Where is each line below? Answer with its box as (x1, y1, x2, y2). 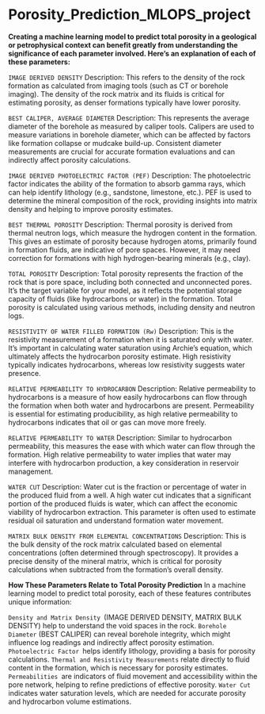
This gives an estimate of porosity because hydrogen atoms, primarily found (8, 236, 257, 246)
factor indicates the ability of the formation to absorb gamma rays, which (8, 178, 246, 188)
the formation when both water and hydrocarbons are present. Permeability (8, 401, 255, 410)
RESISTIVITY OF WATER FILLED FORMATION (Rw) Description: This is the (8, 326, 235, 336)
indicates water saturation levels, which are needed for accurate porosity (8, 688, 247, 697)
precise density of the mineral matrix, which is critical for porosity (8, 556, 222, 566)
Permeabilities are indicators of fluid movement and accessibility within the (8, 671, 258, 681)
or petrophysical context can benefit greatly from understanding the (8, 40, 238, 49)
